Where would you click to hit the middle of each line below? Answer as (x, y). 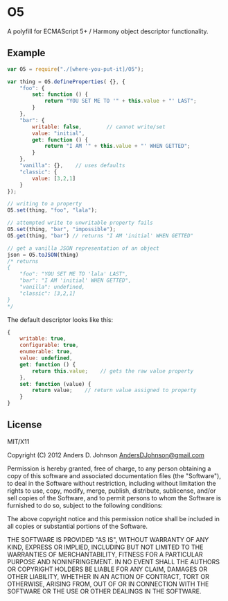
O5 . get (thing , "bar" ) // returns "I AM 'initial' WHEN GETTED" (100, 236)
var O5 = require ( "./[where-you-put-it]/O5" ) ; (76, 69)
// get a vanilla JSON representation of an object (83, 248)
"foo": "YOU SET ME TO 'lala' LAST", (74, 274)
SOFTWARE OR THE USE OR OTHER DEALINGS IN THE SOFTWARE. (104, 591)
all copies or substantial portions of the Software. (77, 526)
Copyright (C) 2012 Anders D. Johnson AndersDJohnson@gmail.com (106, 455)
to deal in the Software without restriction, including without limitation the (112, 483)
